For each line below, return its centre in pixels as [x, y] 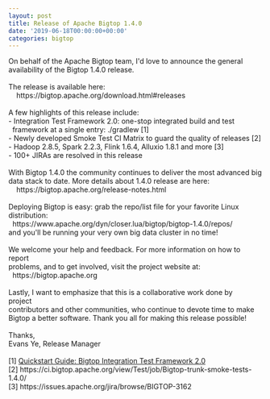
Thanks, [22, 335]
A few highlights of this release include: [74, 113]
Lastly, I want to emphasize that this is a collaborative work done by [120, 293]
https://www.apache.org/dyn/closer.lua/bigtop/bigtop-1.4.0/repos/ [122, 224]
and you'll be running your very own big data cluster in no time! [113, 233]
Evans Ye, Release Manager [54, 344]
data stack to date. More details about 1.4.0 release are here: [109, 181]
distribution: [28, 215]
